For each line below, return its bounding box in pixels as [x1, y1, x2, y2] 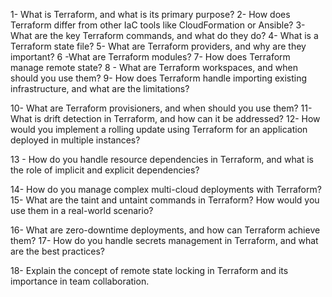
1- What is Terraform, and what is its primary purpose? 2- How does [10, 9, 291, 20]
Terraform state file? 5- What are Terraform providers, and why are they [10, 40, 307, 52]
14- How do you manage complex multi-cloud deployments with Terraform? [10, 184, 322, 195]
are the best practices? [10, 245, 105, 257]
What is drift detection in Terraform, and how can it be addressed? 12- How [10, 113, 321, 124]
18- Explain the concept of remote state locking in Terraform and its [10, 265, 289, 276]
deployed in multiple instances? [10, 134, 141, 146]
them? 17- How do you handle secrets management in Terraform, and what [10, 235, 319, 246]
